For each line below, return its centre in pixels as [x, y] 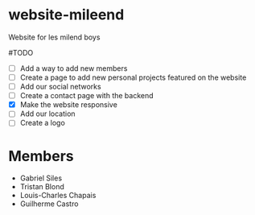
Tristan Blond [42, 187]
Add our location [47, 114]
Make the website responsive [69, 105]
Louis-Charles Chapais [58, 196]
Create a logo [43, 123]
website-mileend [66, 15]
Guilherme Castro [49, 204]
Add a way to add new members [74, 68]
